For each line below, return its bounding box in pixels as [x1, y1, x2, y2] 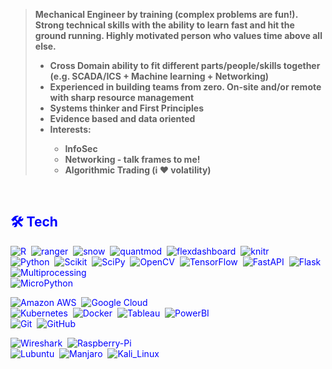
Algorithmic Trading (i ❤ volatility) [64, 164, 212, 176]
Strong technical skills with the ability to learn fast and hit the [34, 19, 295, 31]
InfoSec [64, 143, 98, 154]
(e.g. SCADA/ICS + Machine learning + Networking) [49, 70, 270, 82]
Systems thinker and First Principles [49, 102, 204, 114]
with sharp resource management [49, 92, 195, 103]
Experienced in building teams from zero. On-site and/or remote [49, 81, 322, 93]
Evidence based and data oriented [49, 113, 196, 124]
